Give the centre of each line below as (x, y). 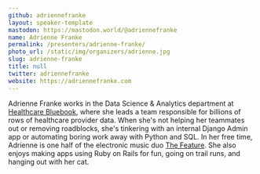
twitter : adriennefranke (49, 74)
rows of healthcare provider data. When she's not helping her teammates (126, 120)
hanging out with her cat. (49, 161)
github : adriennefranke (47, 15)
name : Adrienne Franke (45, 37)
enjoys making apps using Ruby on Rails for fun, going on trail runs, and (125, 153)
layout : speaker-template (50, 23)
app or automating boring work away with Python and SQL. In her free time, (130, 136)
